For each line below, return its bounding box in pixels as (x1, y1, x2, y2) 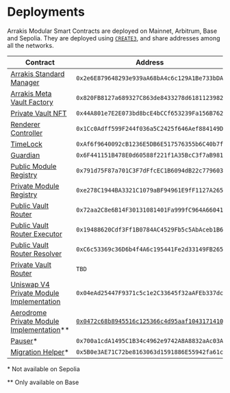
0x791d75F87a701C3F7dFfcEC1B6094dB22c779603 (76, 166, 224, 175)
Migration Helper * (10, 347, 70, 357)
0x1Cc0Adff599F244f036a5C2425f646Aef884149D (76, 125, 224, 132)
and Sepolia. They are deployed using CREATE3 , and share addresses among (7, 34, 220, 42)
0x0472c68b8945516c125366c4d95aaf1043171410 (76, 317, 224, 325)
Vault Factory (10, 97, 53, 107)
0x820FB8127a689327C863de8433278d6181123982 (76, 94, 224, 101)
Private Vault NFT (10, 108, 67, 118)
